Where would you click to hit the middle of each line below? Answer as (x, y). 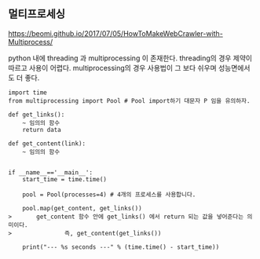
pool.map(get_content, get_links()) (82, 208)
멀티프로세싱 (37, 14)
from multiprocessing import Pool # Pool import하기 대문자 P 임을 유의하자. (129, 100)
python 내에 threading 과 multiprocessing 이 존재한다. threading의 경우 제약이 (130, 58)
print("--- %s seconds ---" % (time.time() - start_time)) (121, 247)
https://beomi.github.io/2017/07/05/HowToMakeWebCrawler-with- (116, 33)
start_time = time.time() (65, 179)
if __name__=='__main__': (50, 172)
